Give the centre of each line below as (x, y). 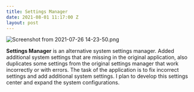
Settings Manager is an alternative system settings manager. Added (90, 51)
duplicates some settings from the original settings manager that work (93, 64)
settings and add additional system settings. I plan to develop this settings (97, 76)
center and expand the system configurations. (63, 83)
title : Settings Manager (37, 12)
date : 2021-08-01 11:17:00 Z (42, 17)
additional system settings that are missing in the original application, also (97, 58)
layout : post (22, 23)
